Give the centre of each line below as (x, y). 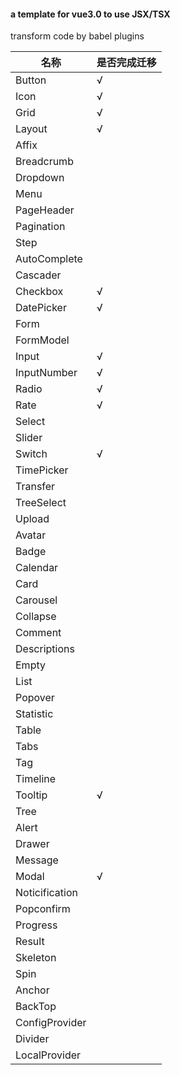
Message (37, 860)
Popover (35, 698)
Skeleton (36, 958)
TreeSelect (41, 503)
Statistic (34, 714)
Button (31, 80)
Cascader (38, 275)
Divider (32, 1039)
